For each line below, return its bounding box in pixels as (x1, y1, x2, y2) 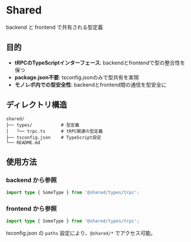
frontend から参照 (6, 204, 57, 213)
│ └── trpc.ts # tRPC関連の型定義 (6, 128, 103, 134)
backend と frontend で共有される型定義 (6, 23, 103, 30)
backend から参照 (6, 176, 57, 184)
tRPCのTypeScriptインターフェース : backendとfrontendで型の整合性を (14, 59, 186, 66)
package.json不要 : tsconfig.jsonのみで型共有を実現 (14, 74, 139, 81)
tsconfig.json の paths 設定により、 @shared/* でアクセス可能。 (6, 230, 156, 237)
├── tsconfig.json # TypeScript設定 (6, 134, 102, 141)
